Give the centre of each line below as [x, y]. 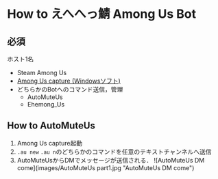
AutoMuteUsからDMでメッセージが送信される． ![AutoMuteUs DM [111, 160]
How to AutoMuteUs [51, 126]
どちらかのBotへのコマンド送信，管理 [70, 89]
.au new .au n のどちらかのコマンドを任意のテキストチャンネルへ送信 [114, 152]
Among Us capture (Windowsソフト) [69, 81]
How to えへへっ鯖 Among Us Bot [102, 14]
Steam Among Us [42, 73]
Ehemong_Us [46, 104]
